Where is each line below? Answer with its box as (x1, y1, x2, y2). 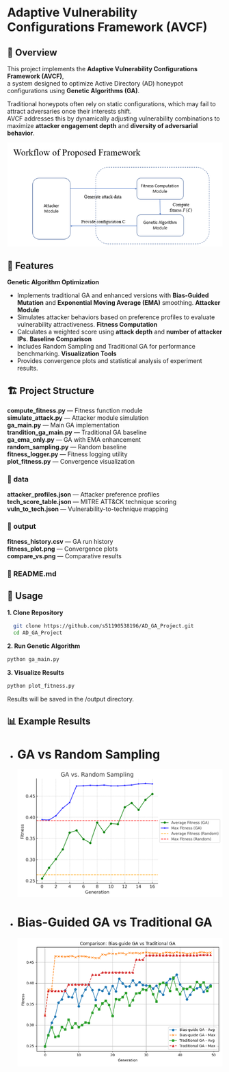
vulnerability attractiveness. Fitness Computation (16, 321, 158, 329)
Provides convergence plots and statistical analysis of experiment (16, 357, 203, 365)
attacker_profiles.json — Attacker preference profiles (7, 490, 160, 498)
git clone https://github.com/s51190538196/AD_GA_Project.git (13, 622, 194, 630)
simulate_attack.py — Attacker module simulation (7, 414, 149, 422)
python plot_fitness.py (7, 683, 75, 690)
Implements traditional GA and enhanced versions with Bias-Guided (16, 291, 209, 299)
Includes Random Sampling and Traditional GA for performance (16, 342, 196, 351)
